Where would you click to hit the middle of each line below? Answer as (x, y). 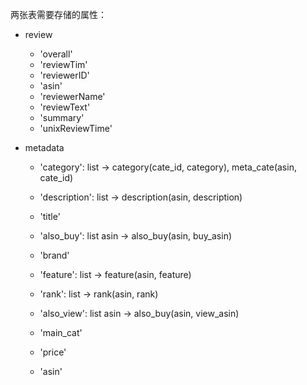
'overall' (56, 54)
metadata (44, 147)
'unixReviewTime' (76, 128)
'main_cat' (61, 332)
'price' (53, 352)
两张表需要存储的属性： (58, 14)
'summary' (62, 117)
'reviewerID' (64, 75)
